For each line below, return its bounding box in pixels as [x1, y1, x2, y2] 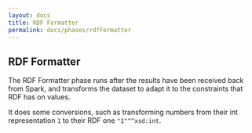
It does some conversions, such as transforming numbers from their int [8, 107, 238, 117]
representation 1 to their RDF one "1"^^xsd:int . [8, 116, 162, 125]
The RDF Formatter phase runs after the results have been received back [8, 76, 244, 85]
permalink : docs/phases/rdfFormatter [8, 26, 132, 34]
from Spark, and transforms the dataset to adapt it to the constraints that [8, 84, 243, 94]
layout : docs [8, 11, 51, 20]
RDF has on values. [8, 92, 71, 102]
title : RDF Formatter [8, 19, 79, 27]
